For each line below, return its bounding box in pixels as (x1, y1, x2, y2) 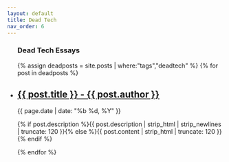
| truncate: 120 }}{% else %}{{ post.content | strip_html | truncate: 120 (17, 128, 215, 136)
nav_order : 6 (7, 23, 45, 30)
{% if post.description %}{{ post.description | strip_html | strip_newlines (17, 120, 221, 128)
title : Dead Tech (7, 17, 57, 23)
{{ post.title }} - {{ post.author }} (17, 89, 160, 101)
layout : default (7, 10, 54, 17)
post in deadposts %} (17, 68, 79, 77)
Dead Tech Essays (17, 45, 80, 55)
